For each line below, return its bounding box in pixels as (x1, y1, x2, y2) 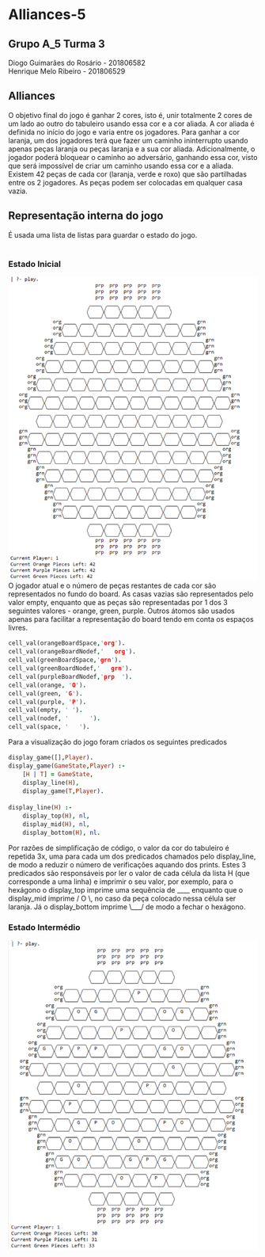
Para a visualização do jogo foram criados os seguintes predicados (8, 737, 228, 747)
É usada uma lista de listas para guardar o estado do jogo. (8, 230, 198, 239)
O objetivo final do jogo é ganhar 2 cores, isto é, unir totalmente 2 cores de (8, 110, 253, 120)
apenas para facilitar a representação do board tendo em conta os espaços (8, 615, 255, 624)
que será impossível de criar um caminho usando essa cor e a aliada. (8, 161, 233, 170)
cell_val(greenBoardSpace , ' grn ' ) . (8, 656, 123, 665)
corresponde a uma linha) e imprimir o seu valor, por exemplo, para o (8, 877, 233, 886)
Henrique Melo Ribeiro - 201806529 (8, 67, 126, 76)
